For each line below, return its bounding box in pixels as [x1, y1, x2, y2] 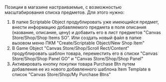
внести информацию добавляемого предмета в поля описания [11, 24, 147, 30]
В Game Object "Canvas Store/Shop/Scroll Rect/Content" [11, 45, 130, 51]
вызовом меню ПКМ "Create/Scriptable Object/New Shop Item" [11, 40, 145, 46]
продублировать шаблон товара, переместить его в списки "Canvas [11, 50, 158, 56]
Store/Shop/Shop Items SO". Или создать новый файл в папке [11, 35, 142, 41]
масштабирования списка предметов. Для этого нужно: [4, 9, 125, 15]
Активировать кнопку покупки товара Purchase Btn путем [11, 61, 135, 67]
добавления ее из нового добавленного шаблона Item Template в [11, 66, 151, 72]
